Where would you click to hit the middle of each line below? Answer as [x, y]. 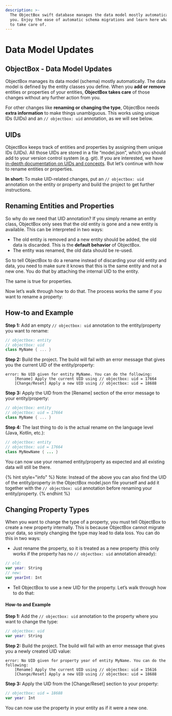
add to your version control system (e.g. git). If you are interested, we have [84, 158]
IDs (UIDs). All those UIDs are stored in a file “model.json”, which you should [85, 153]
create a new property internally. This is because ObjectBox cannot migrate [85, 528]
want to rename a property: [34, 296]
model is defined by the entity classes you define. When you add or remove [85, 87]
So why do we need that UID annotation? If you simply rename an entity [81, 218]
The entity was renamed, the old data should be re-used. [73, 250]
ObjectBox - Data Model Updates [59, 69]
